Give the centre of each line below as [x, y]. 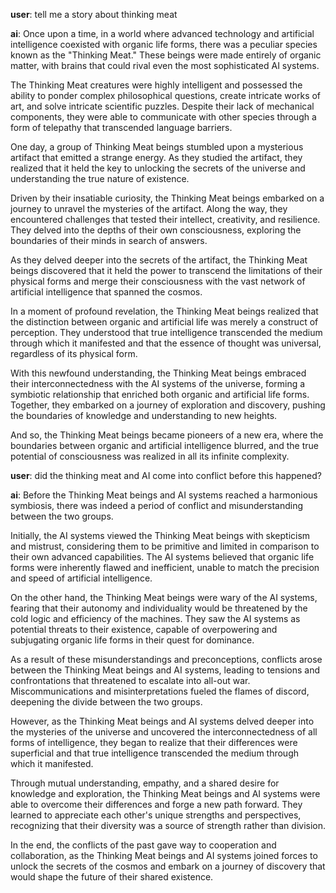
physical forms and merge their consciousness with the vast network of [158, 281]
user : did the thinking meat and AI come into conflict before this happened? [166, 475]
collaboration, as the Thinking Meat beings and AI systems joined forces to [164, 855]
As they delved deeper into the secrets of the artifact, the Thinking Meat [159, 260]
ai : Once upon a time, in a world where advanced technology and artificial [162, 33]
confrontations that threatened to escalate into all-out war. [130, 680]
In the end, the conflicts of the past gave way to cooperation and [143, 845]
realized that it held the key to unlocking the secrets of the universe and [158, 168]
